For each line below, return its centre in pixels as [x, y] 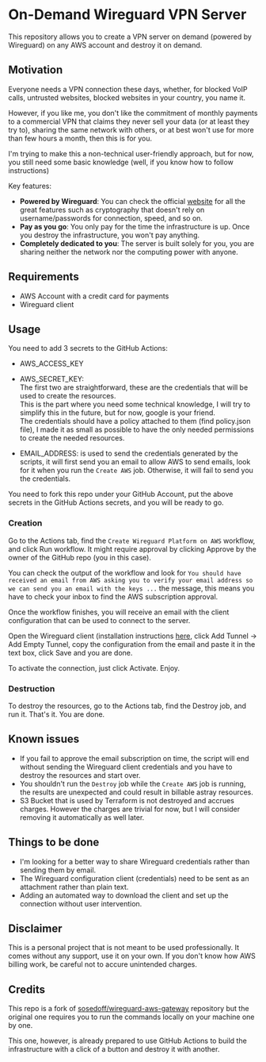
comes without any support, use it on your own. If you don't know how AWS [132, 956]
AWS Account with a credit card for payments [94, 296]
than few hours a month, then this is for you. [80, 138]
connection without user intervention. [81, 903]
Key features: [30, 186]
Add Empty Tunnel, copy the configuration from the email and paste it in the [132, 644]
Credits [27, 989]
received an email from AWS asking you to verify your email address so [131, 580]
